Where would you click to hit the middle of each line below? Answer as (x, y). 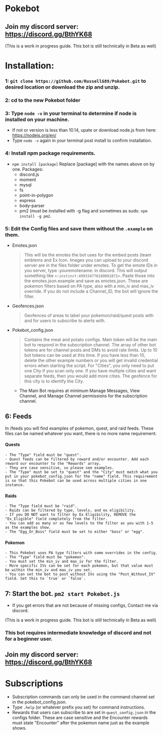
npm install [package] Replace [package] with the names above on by (83, 164)
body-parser (32, 206)
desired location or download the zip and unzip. (63, 87)
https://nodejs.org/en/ (34, 136)
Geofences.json (28, 306)
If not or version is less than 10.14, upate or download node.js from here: (84, 130)
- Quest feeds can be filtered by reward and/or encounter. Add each (77, 459)
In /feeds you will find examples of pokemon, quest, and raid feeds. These (79, 428)
